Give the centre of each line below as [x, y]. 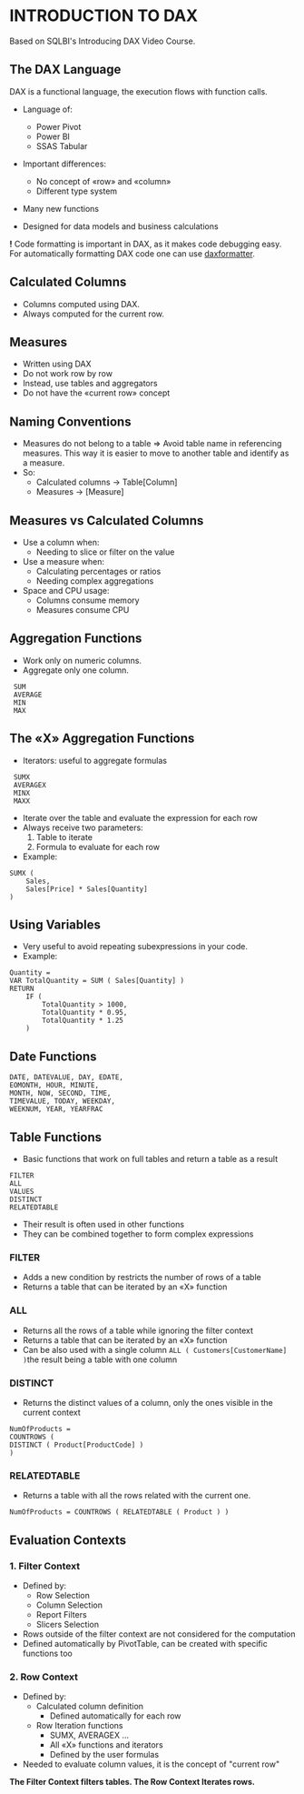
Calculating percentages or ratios [98, 571]
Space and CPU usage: [66, 591]
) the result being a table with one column [100, 1359]
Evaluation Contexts [68, 1540]
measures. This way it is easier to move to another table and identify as [156, 453]
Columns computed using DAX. [81, 304]
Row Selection [63, 1595]
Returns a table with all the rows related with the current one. [137, 1496]
